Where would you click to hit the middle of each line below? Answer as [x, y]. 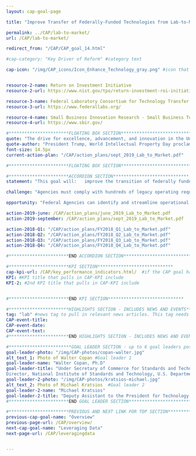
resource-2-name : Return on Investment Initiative [69, 85]
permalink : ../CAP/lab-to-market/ [48, 33]
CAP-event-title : [27, 320]
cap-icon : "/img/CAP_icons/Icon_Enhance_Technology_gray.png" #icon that [98, 70]
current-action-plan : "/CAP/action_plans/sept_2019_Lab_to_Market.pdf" [95, 155]
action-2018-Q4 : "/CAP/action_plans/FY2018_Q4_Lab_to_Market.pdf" [88, 246]
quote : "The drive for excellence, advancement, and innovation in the [95, 139]
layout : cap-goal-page [34, 11]
